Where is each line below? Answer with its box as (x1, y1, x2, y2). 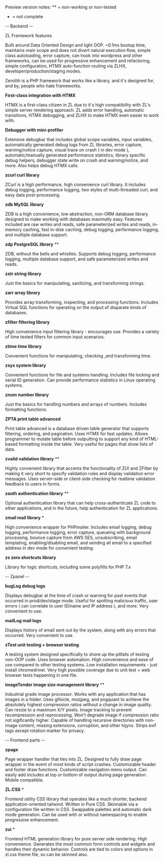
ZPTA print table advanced (5, 416, 61, 422)
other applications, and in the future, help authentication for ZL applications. (5, 505, 159, 511)
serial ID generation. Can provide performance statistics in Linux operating (5, 377, 156, 383)
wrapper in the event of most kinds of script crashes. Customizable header (5, 761, 157, 767)
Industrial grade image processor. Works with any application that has (5, 691, 146, 697)
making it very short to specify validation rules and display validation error (5, 471, 155, 476)
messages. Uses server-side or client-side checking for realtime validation (5, 476, 156, 482)
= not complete (12, 14, 43, 19)
